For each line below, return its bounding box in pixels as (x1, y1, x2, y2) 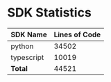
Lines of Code (53, 30, 101, 39)
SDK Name (10, 30, 47, 39)
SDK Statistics (7, 5, 92, 21)
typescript (10, 52, 44, 62)
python (10, 41, 34, 51)
